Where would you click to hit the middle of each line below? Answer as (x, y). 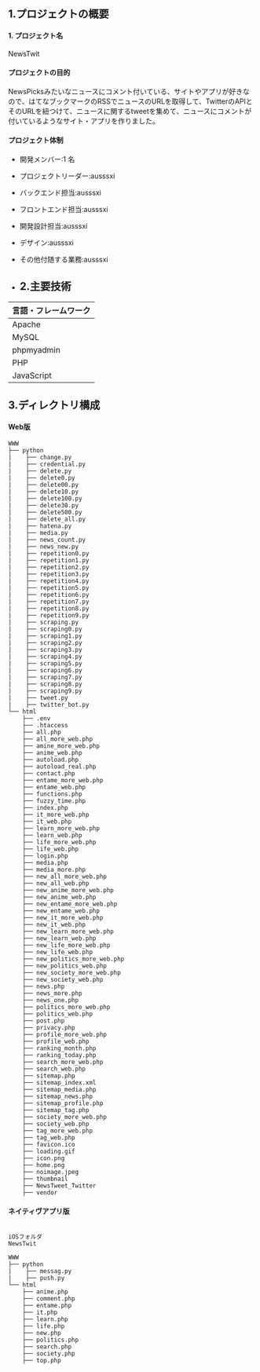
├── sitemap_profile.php (63, 1103)
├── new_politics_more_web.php (73, 959)
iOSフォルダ (26, 1237)
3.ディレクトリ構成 (54, 406)
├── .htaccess (45, 726)
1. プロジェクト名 (36, 35)
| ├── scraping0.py (45, 629)
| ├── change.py (40, 458)
